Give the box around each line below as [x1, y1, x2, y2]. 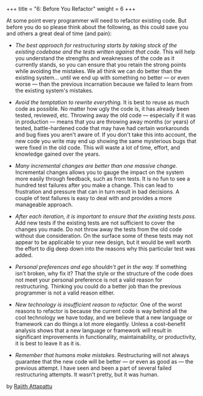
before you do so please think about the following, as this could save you [6, 24, 189, 30]
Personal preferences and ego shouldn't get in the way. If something [15, 263, 187, 270]
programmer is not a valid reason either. [15, 289, 115, 296]
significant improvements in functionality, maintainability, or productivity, [15, 333, 196, 340]
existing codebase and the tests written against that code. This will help [15, 48, 196, 55]
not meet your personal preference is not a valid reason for [15, 276, 162, 283]
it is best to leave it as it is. [15, 340, 81, 347]
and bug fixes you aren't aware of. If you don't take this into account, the [15, 131, 197, 138]
